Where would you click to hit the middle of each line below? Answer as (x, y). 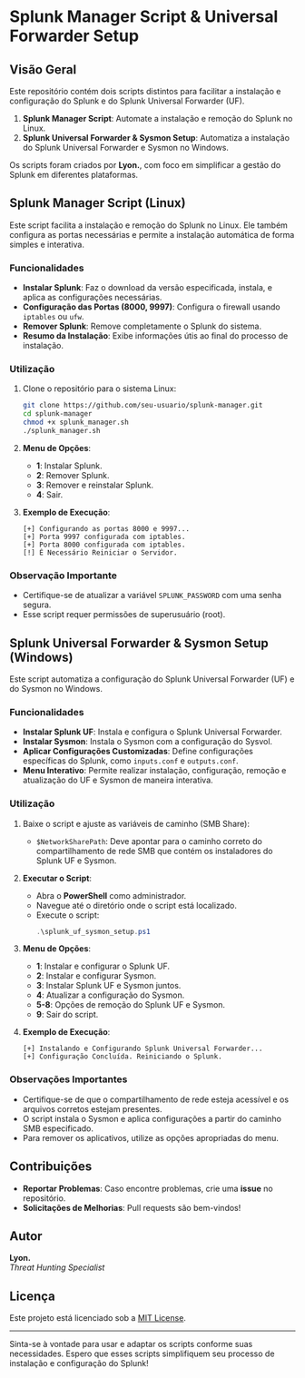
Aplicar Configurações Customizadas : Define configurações (138, 752)
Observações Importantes (69, 1079)
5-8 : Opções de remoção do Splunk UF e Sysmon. (130, 1005)
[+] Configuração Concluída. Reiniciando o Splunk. (122, 1057)
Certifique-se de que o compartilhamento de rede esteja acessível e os (155, 1099)
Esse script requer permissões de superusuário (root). (124, 615)
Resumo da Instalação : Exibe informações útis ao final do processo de (155, 336)
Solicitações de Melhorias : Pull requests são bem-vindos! (132, 1207)
